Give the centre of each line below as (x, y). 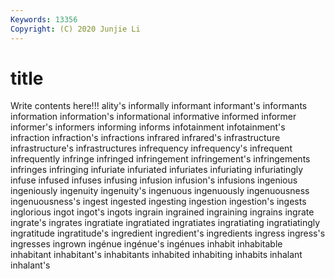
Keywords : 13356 (44, 19)
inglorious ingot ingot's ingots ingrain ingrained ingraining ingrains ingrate (162, 212)
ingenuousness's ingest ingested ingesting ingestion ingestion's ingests (158, 202)
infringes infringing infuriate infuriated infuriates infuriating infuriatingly (157, 170)
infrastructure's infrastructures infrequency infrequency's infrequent (151, 148)
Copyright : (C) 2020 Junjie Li (75, 29)
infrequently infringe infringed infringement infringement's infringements (160, 159)
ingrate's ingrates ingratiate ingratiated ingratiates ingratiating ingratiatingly (165, 223)
